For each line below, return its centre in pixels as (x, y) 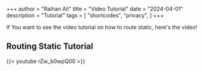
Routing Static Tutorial (50, 46)
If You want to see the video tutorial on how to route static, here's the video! (102, 27)
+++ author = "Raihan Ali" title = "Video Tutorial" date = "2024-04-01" (95, 9)
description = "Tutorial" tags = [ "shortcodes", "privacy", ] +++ (85, 15)
